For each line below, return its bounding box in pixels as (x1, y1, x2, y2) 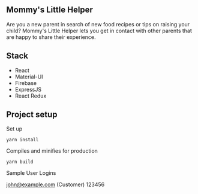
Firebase (14, 79, 37, 86)
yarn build (6, 159, 34, 165)
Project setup (6, 110, 58, 120)
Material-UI (14, 73, 43, 80)
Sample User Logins (6, 169, 56, 177)
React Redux (14, 92, 47, 99)
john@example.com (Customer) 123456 (6, 181, 105, 188)
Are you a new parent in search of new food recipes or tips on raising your (6, 20, 190, 28)
